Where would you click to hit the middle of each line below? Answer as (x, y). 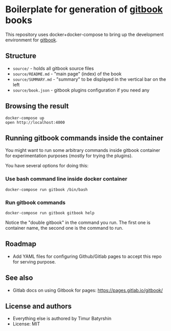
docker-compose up (25, 118)
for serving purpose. (34, 261)
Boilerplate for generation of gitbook (84, 9)
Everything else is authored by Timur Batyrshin (62, 319)
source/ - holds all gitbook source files (53, 68)
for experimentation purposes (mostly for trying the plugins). (69, 156)
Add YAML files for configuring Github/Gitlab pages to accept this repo (87, 256)
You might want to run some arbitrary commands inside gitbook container (83, 150)
